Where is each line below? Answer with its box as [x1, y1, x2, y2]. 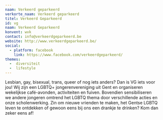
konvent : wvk [5, 30, 32, 34]
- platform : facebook [9, 48, 54, 52]
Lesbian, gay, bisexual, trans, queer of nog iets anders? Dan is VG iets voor [5, 79, 156, 85]
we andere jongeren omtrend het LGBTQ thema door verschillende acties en [5, 95, 158, 100]
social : [5, 43, 21, 48]
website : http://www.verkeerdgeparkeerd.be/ [5, 39, 97, 44]
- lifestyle [9, 66, 36, 71]
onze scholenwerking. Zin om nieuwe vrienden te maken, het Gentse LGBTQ [5, 100, 158, 105]
